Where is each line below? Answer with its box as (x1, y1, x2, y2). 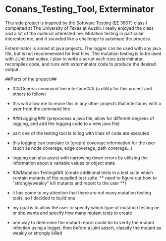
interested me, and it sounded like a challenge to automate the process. (5, 36, 151, 42)
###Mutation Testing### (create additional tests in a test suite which (12, 170, 153, 176)
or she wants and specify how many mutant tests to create (12, 210, 132, 216)
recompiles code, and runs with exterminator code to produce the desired (5, 61, 156, 67)
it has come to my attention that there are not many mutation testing (12, 189, 151, 195)
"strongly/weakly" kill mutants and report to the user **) (12, 180, 126, 186)
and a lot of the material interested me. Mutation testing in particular (5, 30, 144, 36)
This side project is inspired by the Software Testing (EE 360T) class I (5, 20, 147, 26)
